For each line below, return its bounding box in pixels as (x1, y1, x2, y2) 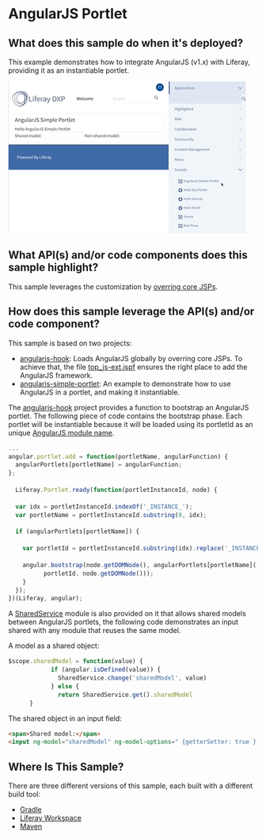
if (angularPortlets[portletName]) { (15, 528, 140, 535)
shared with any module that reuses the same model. (8, 626, 181, 635)
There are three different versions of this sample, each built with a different (8, 781, 253, 790)
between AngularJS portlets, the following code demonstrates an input (8, 617, 239, 627)
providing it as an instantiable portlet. (8, 66, 129, 75)
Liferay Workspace (19, 813, 82, 823)
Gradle (19, 805, 42, 814)
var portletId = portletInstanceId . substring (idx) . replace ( (22, 544, 225, 553)
